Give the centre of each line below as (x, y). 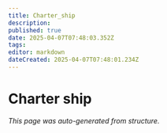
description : (30, 23)
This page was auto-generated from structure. (84, 120)
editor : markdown (37, 52)
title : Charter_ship (42, 15)
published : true (35, 30)
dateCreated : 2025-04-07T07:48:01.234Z (74, 60)
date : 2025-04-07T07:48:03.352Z (61, 38)
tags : (17, 45)
